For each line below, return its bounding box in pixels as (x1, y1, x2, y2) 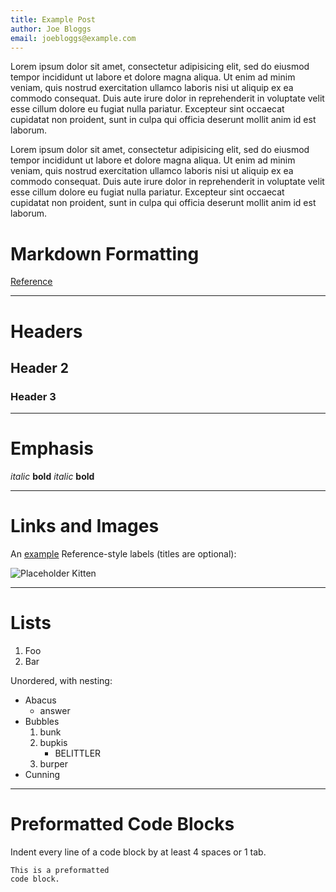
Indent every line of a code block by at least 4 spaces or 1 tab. (10, 846, 267, 858)
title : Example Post (10, 14, 97, 25)
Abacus (24, 694, 57, 706)
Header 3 (10, 389, 57, 403)
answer (39, 705, 71, 716)
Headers (10, 320, 83, 343)
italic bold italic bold (10, 471, 95, 483)
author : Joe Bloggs (10, 24, 92, 34)
